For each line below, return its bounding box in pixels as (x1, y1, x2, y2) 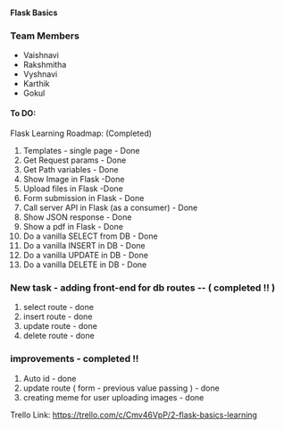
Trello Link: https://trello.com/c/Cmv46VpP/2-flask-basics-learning (10, 409, 258, 420)
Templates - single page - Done (22, 146, 140, 156)
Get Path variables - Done (22, 164, 119, 175)
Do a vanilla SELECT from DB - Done (22, 231, 159, 241)
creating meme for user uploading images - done (22, 391, 205, 402)
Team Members (10, 29, 79, 42)
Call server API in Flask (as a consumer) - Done (22, 202, 198, 214)
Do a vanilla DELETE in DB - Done (22, 259, 147, 270)
